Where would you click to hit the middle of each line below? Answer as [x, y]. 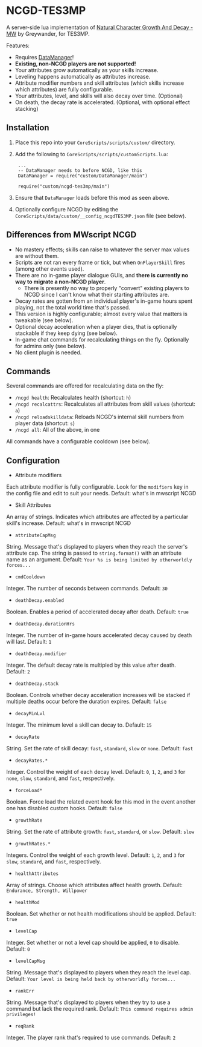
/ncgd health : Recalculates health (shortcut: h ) [73, 398]
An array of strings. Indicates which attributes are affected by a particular [97, 517]
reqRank [24, 1026]
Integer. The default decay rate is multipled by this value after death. [91, 665]
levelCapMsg [30, 961]
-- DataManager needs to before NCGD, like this [80, 170]
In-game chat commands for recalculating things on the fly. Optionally [102, 339]
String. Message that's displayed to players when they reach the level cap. [99, 973]
